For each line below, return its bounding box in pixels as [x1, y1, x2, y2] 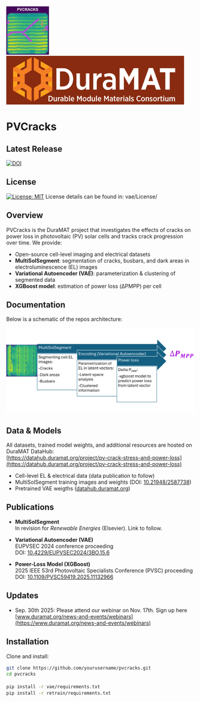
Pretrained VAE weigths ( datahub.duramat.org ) [14, 485, 131, 492]
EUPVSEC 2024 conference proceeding [14, 543, 114, 550]
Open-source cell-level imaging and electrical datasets [14, 251, 151, 258]
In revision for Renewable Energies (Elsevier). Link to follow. [14, 525, 163, 532]
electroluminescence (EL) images [14, 263, 98, 270]
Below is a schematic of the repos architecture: [6, 315, 123, 323]
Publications [6, 502, 54, 513]
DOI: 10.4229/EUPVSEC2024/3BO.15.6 [14, 549, 110, 556]
